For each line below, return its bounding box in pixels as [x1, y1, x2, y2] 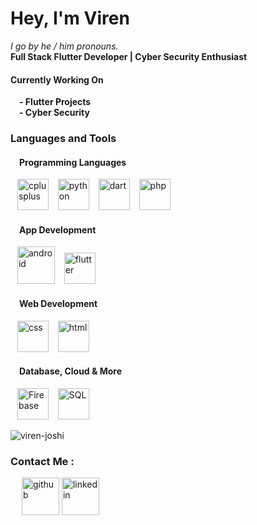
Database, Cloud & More [19, 365, 123, 377]
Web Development [19, 298, 98, 310]
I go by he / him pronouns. [10, 40, 119, 52]
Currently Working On [10, 73, 104, 86]
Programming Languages [19, 156, 127, 168]
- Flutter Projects [19, 96, 92, 108]
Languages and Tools [10, 132, 117, 146]
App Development [19, 223, 97, 236]
